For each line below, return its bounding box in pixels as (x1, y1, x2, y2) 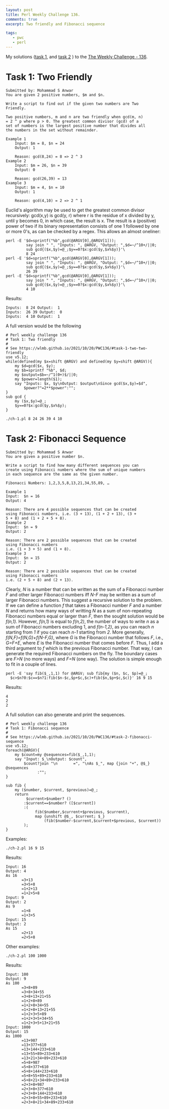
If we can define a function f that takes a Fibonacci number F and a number (6, 602, 162, 608)
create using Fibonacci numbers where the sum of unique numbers (6, 467, 145, 472)
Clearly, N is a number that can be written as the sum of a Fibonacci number (6, 586, 164, 592)
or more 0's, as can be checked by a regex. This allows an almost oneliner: (6, 228, 161, 234)
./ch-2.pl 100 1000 (6, 953, 47, 958)
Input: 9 (6, 895, 24, 900)
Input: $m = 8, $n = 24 (15, 141, 65, 146)
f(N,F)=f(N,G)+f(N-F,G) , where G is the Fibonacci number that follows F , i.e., (6, 634, 163, 640)
